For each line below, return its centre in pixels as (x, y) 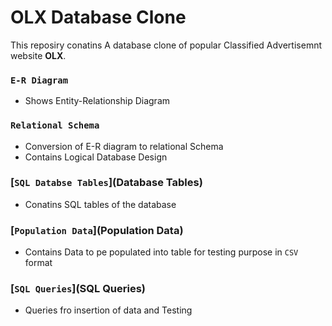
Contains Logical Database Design (96, 157)
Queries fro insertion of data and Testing (108, 310)
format (38, 263)
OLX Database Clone (98, 17)
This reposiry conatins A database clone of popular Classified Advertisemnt (166, 45)
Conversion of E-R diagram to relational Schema (124, 146)
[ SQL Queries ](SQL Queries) (78, 289)
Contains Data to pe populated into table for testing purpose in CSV (161, 252)
